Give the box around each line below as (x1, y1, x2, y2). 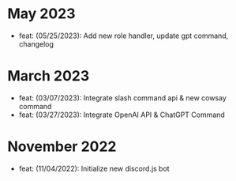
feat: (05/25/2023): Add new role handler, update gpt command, (18, 31, 229, 40)
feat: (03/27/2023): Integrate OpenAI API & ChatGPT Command (18, 110, 226, 119)
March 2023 (7, 67, 90, 85)
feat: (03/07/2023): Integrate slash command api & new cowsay (18, 92, 227, 103)
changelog (18, 39, 54, 48)
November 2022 (7, 138, 117, 156)
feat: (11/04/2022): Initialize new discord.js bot (18, 164, 170, 173)
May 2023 (7, 5, 76, 23)
